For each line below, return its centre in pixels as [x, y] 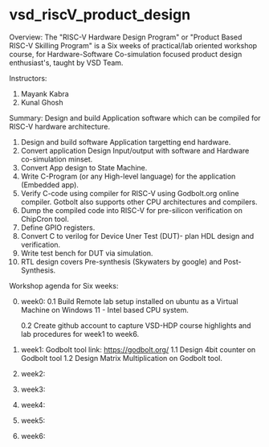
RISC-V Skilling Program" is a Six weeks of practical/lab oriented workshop [133, 45]
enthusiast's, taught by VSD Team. [66, 63]
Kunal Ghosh [42, 102]
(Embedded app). [50, 185]
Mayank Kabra [45, 93]
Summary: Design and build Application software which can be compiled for [135, 117]
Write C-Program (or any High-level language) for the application [128, 176]
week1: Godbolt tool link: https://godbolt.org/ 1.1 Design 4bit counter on [138, 349]
